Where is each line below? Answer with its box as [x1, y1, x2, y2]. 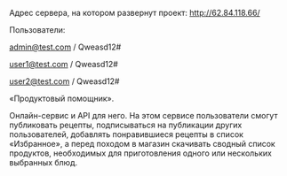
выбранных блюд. [9, 157, 78, 167]
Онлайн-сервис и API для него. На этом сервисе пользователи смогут [9, 111, 278, 120]
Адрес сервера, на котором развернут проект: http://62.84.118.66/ [9, 8, 260, 18]
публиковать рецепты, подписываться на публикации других [9, 119, 243, 130]
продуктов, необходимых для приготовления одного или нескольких [9, 148, 273, 158]
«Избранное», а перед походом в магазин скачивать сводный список [9, 139, 275, 149]
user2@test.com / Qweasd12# [9, 76, 120, 87]
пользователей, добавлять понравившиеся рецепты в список [9, 129, 244, 140]
